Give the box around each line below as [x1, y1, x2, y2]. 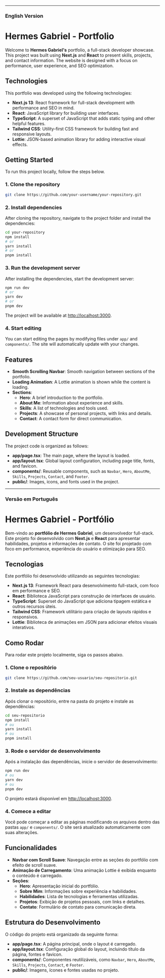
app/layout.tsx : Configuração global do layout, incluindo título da [12, 946, 145, 952]
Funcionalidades [5, 843, 57, 852]
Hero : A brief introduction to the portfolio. [19, 395, 104, 401]
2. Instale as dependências [5, 687, 71, 694]
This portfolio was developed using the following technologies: [5, 90, 132, 96]
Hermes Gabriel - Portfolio [5, 31, 114, 42]
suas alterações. [5, 829, 39, 835]
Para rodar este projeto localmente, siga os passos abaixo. [5, 652, 124, 658]
